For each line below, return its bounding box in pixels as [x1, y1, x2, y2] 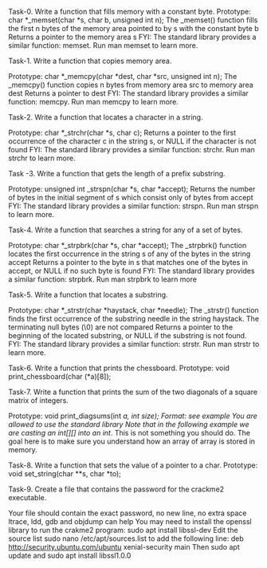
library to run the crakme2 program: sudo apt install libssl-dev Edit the [8, 526, 238, 534]
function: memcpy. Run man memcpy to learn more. [8, 97, 179, 106]
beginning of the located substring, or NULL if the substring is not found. [8, 331, 247, 340]
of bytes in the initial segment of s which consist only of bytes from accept [8, 193, 253, 202]
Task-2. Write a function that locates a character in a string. [8, 112, 203, 122]
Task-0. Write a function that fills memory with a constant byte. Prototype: [8, 7, 251, 16]
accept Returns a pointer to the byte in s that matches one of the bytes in [8, 258, 249, 266]
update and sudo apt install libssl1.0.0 [8, 550, 132, 560]
